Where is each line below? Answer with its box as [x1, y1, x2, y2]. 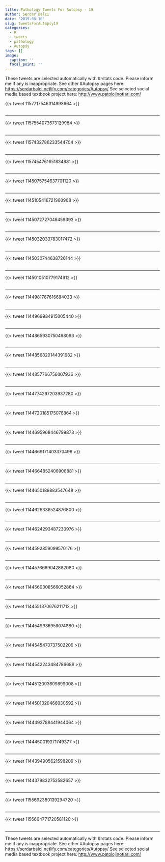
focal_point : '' [9, 62, 43, 67]
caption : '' [9, 57, 34, 62]
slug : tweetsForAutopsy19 [5, 21, 58, 26]
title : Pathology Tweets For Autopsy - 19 [5, 7, 93, 12]
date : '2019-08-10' [5, 16, 45, 21]
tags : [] [5, 48, 23, 53]
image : [5, 53, 19, 58]
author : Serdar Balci [5, 12, 50, 17]
